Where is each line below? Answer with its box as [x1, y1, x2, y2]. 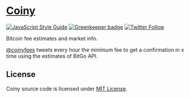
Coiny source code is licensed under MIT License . [6, 85, 128, 92]
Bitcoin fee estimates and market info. [6, 35, 98, 42]
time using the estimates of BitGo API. [6, 52, 98, 59]
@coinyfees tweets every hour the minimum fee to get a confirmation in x [6, 46, 184, 53]
